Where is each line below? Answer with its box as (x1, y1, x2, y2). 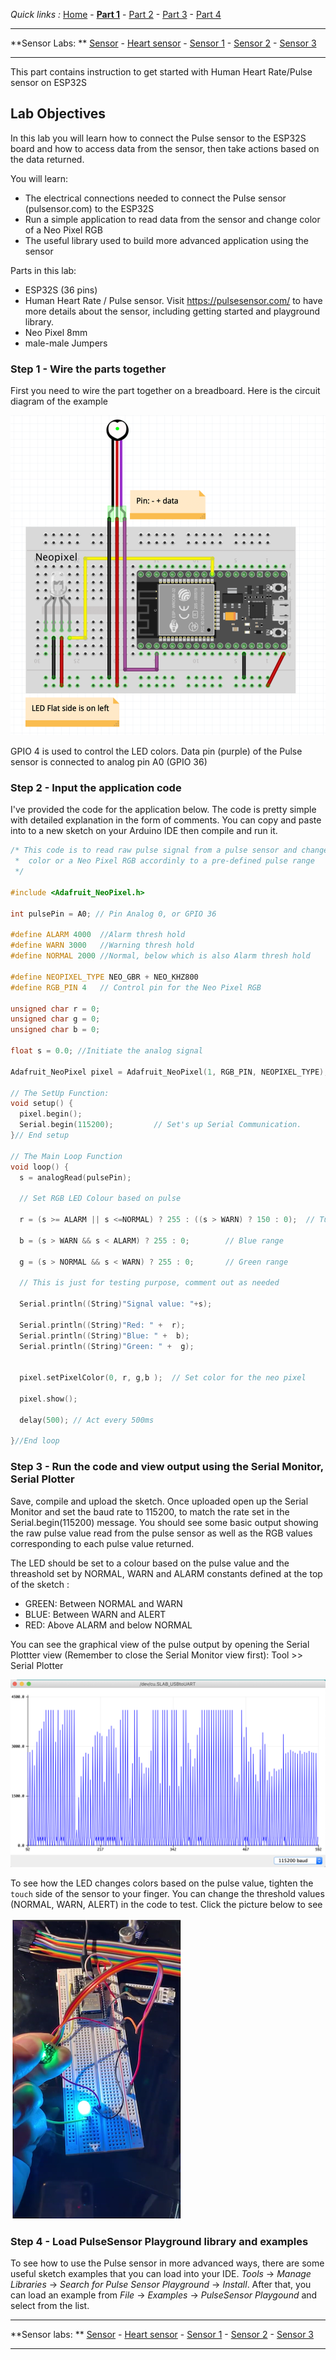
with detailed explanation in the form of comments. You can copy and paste (10, 814, 322, 826)
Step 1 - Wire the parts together (10, 362, 167, 376)
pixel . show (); (19, 1394, 78, 1404)
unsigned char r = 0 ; (10, 1004, 101, 1014)
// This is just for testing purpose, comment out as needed (19, 1278, 280, 1288)
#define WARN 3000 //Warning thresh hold (10, 940, 195, 951)
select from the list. (10, 2300, 90, 2312)
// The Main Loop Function (10, 1151, 123, 1161)
